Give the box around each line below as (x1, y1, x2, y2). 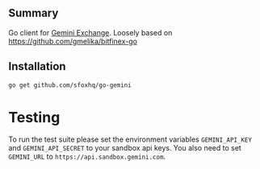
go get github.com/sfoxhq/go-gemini (8, 80, 132, 89)
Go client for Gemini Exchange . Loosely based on (8, 27, 173, 37)
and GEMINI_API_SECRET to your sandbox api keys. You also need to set (8, 143, 242, 153)
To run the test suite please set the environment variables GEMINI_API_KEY (8, 134, 253, 144)
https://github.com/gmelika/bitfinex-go (8, 36, 137, 46)
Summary (8, 6, 59, 20)
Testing (8, 108, 61, 126)
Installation (8, 60, 66, 73)
